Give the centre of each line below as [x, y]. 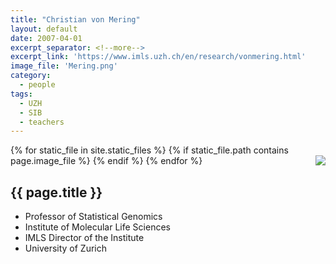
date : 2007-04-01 [46, 38]
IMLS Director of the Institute [84, 238]
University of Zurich [66, 248]
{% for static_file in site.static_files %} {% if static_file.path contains [149, 150]
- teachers [42, 122]
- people [37, 85]
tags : [21, 94]
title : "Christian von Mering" [75, 19]
